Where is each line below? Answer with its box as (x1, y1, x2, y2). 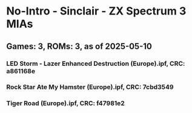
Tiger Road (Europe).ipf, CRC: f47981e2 (6, 99, 125, 108)
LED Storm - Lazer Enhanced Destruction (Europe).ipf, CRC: (6, 59, 185, 68)
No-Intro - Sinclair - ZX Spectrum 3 (6, 4, 187, 18)
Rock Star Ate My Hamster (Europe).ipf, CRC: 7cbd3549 (6, 83, 174, 91)
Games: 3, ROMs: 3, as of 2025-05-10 (6, 41, 153, 51)
